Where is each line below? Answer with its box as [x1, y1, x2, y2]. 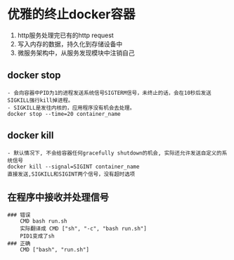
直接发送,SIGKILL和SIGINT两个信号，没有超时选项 [7, 170, 136, 178]
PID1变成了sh [20, 233, 55, 240]
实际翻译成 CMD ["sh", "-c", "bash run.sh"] [20, 226, 148, 233]
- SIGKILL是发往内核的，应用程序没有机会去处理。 [7, 104, 136, 111]
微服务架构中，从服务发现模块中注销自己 [17, 48, 135, 57]
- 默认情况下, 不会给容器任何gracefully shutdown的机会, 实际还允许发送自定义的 [7, 149, 223, 157]
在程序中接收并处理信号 [7, 191, 109, 203]
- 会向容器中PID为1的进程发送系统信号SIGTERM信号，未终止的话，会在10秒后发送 [7, 89, 212, 96]
